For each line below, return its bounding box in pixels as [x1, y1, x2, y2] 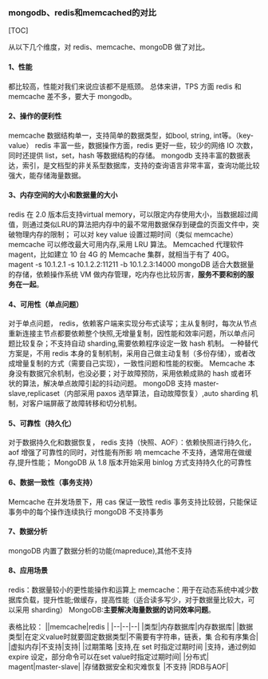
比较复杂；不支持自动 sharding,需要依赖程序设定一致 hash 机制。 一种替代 [14, 338, 258, 349]
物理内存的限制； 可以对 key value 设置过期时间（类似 [14, 230, 193, 239]
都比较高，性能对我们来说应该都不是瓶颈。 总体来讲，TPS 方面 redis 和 [8, 82, 242, 91]
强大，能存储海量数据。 [8, 170, 85, 180]
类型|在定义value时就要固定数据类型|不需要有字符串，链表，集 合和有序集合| [8, 632, 259, 641]
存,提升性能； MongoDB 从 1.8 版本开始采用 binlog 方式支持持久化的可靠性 [8, 457, 252, 467]
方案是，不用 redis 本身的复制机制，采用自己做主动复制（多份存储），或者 [8, 349, 249, 358]
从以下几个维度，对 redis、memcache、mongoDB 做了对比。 [8, 42, 210, 52]
